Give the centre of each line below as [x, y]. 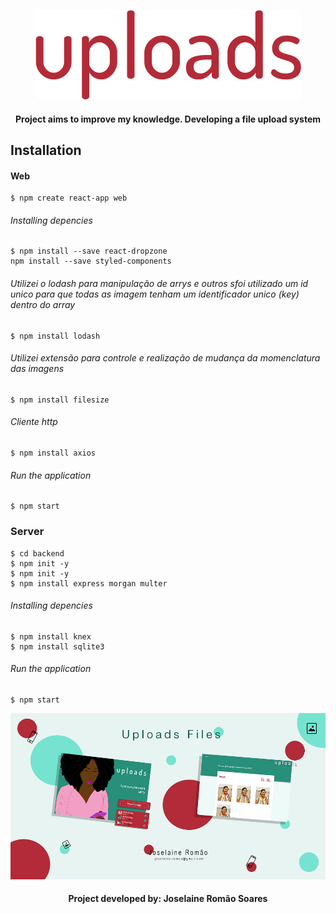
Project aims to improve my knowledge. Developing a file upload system [168, 119]
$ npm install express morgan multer [89, 583]
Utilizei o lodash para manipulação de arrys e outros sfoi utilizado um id [159, 283]
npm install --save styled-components [91, 261]
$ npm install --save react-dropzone [89, 251]
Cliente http [34, 422]
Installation [46, 150]
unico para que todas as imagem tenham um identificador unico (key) [155, 294]
